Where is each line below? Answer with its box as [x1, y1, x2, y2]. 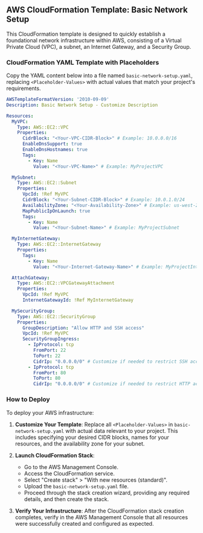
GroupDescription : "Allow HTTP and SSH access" [22, 325, 145, 331]
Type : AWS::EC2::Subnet [17, 180, 77, 186]
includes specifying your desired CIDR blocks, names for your [14, 433, 169, 441]
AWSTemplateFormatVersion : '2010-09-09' [6, 97, 110, 103]
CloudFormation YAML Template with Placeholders [6, 58, 159, 66]
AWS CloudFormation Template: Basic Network [6, 5, 188, 15]
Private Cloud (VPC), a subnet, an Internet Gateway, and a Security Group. [6, 43, 192, 50]
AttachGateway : [11, 275, 50, 281]
